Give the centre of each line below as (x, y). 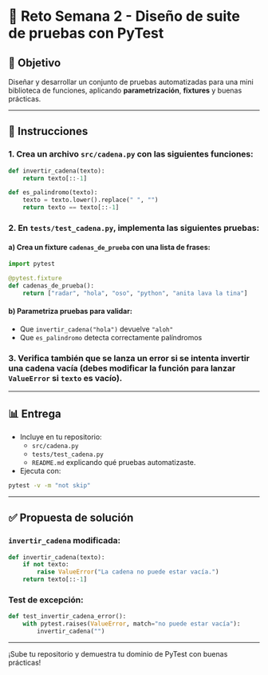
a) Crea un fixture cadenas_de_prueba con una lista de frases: (109, 247)
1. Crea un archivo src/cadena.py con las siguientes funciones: (131, 154)
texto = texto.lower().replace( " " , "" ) (91, 200)
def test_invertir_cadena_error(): (67, 617)
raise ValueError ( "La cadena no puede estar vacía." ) (128, 572)
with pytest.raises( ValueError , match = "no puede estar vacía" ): (132, 624)
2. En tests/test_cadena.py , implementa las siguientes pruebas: (134, 228)
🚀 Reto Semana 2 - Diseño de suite (124, 16)
